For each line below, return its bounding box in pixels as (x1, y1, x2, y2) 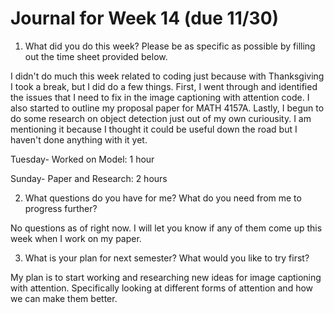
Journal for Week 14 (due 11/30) (10, 7, 280, 30)
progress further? (24, 202, 98, 214)
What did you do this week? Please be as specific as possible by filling (24, 40, 316, 52)
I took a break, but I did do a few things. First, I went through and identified (10, 80, 318, 92)
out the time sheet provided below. (24, 50, 168, 62)
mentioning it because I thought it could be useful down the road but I (10, 123, 298, 135)
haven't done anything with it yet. (10, 133, 148, 146)
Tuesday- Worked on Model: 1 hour (10, 153, 155, 165)
